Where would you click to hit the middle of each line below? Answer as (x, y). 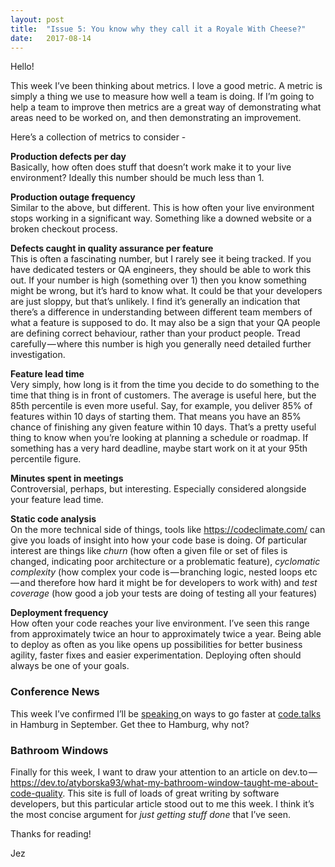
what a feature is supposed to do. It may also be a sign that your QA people (165, 323)
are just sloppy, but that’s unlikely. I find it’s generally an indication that (155, 302)
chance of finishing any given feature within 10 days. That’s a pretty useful (163, 427)
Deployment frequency (59, 613)
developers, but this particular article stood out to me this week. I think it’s (162, 803)
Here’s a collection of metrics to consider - (98, 137)
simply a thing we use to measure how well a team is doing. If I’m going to (162, 97)
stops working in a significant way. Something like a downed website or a (161, 218)
